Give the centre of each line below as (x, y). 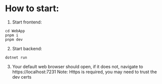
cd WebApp (15, 31)
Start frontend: (27, 22)
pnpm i (12, 35)
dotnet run (16, 57)
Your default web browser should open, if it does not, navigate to (78, 66)
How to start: (32, 9)
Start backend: (27, 48)
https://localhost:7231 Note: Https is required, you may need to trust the (84, 72)
